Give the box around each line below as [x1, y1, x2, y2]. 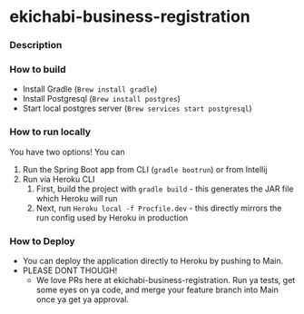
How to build [9, 64, 66, 76]
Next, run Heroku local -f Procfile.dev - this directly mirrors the [35, 202, 282, 213]
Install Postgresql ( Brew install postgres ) [22, 93, 181, 104]
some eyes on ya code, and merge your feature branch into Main [35, 284, 279, 295]
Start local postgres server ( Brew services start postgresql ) [22, 103, 252, 114]
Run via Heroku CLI [22, 173, 95, 184]
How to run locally [9, 125, 92, 138]
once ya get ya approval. [35, 294, 130, 305]
